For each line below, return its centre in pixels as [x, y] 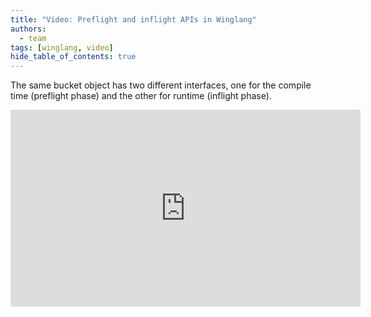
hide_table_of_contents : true [73, 57]
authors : [28, 29]
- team [33, 38]
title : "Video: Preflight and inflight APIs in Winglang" [133, 19]
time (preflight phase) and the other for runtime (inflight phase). [141, 96]
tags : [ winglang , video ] [62, 47]
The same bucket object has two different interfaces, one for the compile [161, 85]
